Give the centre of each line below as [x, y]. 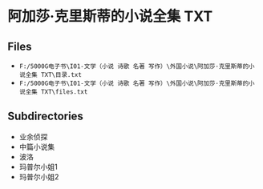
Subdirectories [45, 117]
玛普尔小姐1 [38, 167]
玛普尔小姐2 [39, 176]
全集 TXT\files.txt [57, 92]
